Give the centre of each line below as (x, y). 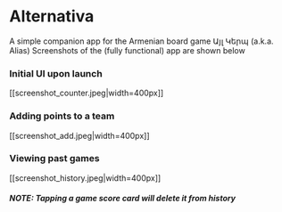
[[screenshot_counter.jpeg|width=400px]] (87, 93)
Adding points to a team (62, 116)
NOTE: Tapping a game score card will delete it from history (123, 199)
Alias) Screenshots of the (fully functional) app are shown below (127, 50)
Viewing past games (54, 159)
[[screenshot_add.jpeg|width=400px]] (79, 135)
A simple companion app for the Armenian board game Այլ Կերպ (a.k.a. (141, 41)
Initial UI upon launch (56, 73)
